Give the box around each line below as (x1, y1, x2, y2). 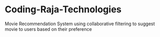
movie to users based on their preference (5, 26, 93, 32)
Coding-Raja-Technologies (5, 4, 122, 15)
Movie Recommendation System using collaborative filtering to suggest (5, 21, 155, 27)
